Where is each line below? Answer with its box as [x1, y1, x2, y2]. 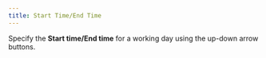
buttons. [8, 41, 36, 52]
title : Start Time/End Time [8, 11, 102, 20]
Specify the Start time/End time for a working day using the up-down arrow [8, 33, 259, 43]
